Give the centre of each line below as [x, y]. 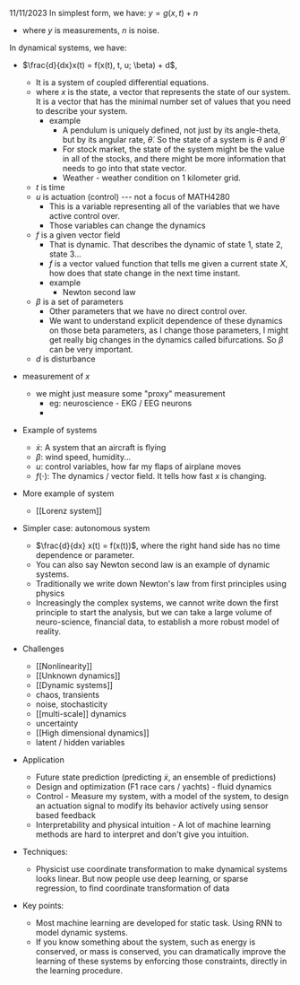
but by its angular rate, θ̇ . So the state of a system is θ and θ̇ [173, 139]
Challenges [43, 649]
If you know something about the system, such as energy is [146, 942]
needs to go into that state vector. [124, 168]
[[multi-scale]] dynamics [81, 714]
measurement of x [56, 376]
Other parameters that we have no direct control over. [148, 311]
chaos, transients [68, 695]
